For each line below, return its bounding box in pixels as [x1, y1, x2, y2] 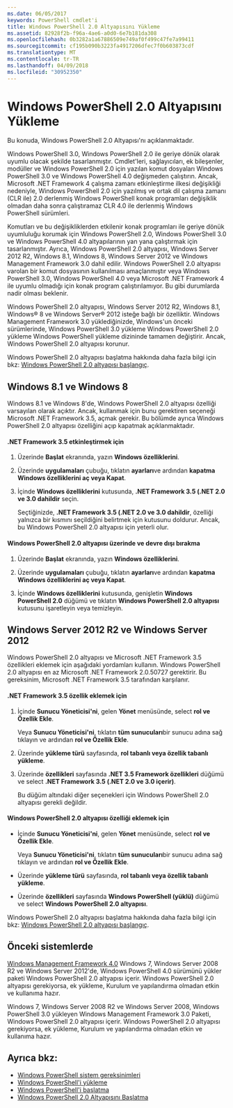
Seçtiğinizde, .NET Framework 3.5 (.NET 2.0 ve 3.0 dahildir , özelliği [17, 508, 214, 516]
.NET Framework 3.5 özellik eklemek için [7, 691, 127, 700]
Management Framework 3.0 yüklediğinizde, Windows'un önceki [7, 318, 193, 326]
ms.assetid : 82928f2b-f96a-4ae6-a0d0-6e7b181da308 [7, 29, 157, 37]
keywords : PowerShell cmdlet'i [7, 17, 98, 24]
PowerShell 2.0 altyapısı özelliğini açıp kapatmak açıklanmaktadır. [7, 422, 195, 430]
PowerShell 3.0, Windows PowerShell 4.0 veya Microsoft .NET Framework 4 [7, 275, 225, 283]
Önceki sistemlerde [7, 941, 94, 953]
